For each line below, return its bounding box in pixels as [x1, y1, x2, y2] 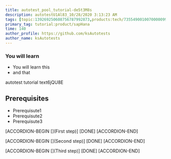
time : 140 [5, 26, 26, 31]
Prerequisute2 [12, 113, 43, 119]
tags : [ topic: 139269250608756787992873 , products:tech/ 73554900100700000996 [5, 17, 169, 22]
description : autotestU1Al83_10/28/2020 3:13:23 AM [5, 12, 117, 17]
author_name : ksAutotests [5, 36, 60, 41]
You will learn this [12, 64, 50, 70]
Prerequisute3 [12, 118, 43, 124]
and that [12, 70, 31, 76]
